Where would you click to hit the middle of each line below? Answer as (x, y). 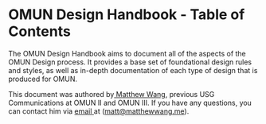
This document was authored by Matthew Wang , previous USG (111, 94)
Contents (40, 31)
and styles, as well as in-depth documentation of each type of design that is (133, 70)
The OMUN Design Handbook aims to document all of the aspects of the (127, 53)
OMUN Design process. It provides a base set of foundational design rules (130, 62)
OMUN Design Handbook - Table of (127, 15)
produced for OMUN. (43, 79)
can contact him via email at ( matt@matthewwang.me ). (99, 111)
